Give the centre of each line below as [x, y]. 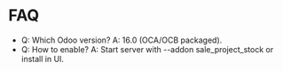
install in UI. [42, 59]
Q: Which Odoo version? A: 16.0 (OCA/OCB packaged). [122, 40]
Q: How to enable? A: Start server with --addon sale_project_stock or [147, 49]
